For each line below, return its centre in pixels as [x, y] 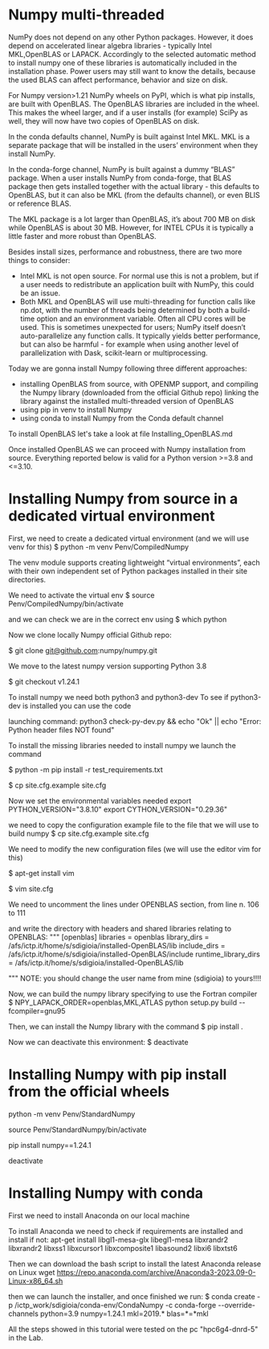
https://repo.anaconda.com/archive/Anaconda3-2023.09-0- [156, 1272]
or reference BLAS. [40, 204]
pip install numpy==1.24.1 [50, 1145]
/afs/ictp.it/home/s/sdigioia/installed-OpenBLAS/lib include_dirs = [117, 945]
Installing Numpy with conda [106, 1193]
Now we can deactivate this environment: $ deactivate [98, 1042]
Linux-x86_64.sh [36, 1281]
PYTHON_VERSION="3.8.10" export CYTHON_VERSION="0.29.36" [118, 809]
